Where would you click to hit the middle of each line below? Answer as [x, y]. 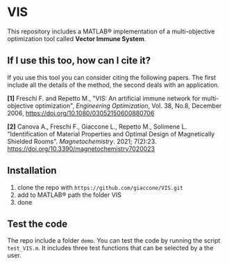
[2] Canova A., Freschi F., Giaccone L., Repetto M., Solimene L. [97, 127]
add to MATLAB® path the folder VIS [69, 195]
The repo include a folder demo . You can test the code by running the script [114, 241]
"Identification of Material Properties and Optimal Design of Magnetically [111, 134]
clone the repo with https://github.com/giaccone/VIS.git [100, 187]
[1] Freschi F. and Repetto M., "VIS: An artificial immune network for [104, 98]
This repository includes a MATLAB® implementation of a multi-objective [111, 31]
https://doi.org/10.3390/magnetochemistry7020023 [81, 148]
